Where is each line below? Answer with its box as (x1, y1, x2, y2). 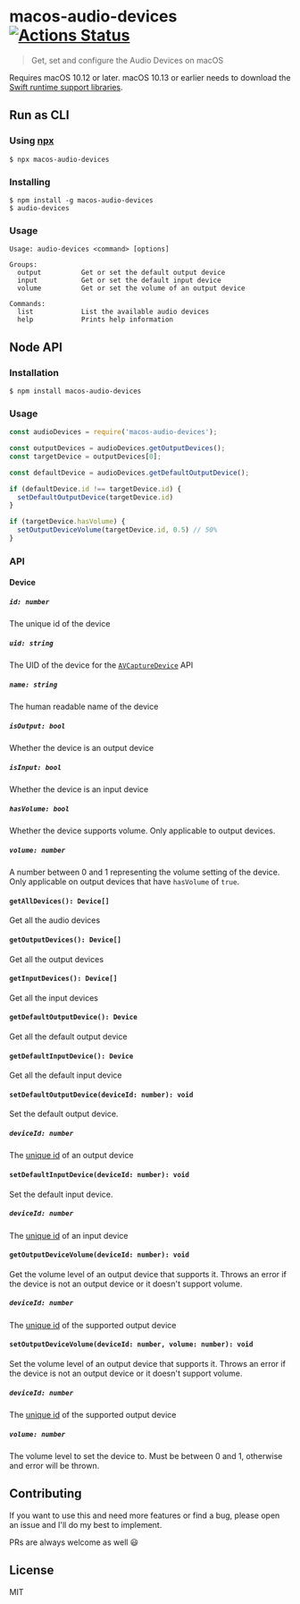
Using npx (9, 134, 54, 147)
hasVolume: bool (9, 804, 70, 814)
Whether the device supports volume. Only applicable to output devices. (9, 825, 276, 836)
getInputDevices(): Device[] (9, 974, 118, 984)
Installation (9, 366, 60, 379)
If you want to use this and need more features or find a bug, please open (9, 1510, 280, 1521)
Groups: (9, 260, 38, 269)
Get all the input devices (9, 992, 98, 1003)
